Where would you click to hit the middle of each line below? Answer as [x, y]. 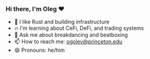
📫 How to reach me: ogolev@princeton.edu [68, 42]
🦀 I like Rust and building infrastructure [62, 22]
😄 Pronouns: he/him [39, 50]
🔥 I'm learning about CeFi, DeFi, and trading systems [79, 28]
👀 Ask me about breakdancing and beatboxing [71, 35]
